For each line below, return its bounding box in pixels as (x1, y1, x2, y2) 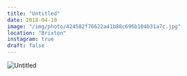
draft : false (7, 42, 45, 49)
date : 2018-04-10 (7, 17, 57, 23)
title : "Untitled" (7, 10, 60, 17)
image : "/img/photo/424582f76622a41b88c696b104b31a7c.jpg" (7, 23, 181, 30)
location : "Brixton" (7, 29, 67, 37)
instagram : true (7, 36, 54, 43)
